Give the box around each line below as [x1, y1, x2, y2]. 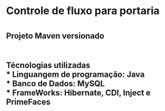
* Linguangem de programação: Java [6, 69, 145, 79]
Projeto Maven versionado [6, 31, 105, 41]
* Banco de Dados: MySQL [6, 78, 105, 89]
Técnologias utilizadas [6, 60, 90, 70]
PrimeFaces [6, 97, 51, 107]
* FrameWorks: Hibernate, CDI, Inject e [6, 88, 151, 97]
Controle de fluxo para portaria [6, 4, 160, 18]
